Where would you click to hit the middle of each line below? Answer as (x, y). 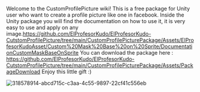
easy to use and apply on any (42, 27)
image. (15, 34)
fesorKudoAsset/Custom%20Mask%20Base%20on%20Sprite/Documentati (99, 46)
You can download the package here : (127, 53)
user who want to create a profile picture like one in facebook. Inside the (95, 15)
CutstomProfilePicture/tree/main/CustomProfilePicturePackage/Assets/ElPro (100, 40)
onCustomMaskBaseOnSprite (42, 53)
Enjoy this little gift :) (67, 72)
